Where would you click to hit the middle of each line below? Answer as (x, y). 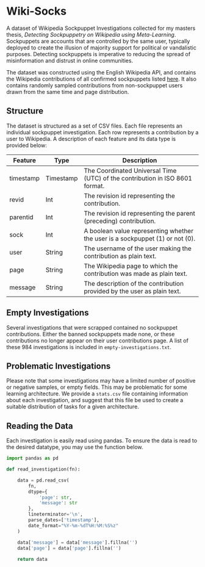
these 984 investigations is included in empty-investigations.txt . (89, 347)
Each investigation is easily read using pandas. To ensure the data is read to (102, 441)
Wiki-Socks (37, 11)
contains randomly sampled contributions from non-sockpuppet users (95, 85)
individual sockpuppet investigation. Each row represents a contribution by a (103, 132)
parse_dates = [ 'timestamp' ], (64, 520)
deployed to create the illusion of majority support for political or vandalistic (102, 48)
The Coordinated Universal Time (130, 170)
